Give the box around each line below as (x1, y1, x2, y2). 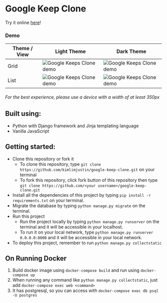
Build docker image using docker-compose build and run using (12, 268, 140, 274)
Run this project (12, 213, 45, 219)
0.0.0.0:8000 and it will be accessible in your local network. (19, 234, 143, 240)
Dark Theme (116, 48, 147, 55)
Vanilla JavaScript (12, 128, 50, 134)
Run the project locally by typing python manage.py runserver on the (19, 218, 160, 225)
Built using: (5, 109, 41, 118)
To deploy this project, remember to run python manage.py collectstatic (12, 240, 162, 246)
